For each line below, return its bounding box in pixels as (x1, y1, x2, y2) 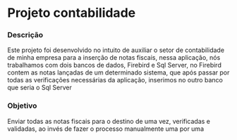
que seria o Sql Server (7, 83, 72, 92)
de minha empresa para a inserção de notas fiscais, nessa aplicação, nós (7, 53, 221, 62)
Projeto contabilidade (7, 5, 136, 21)
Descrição (7, 30, 44, 40)
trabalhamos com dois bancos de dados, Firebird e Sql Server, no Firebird (7, 61, 222, 70)
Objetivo (7, 101, 37, 110)
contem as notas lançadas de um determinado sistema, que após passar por (7, 68, 230, 77)
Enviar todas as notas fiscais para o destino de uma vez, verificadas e (7, 117, 210, 125)
